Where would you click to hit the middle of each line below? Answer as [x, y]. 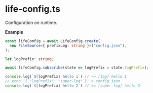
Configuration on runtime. [31, 23]
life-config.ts [33, 9]
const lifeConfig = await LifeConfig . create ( [53, 41]
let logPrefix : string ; [30, 59]
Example [14, 32]
